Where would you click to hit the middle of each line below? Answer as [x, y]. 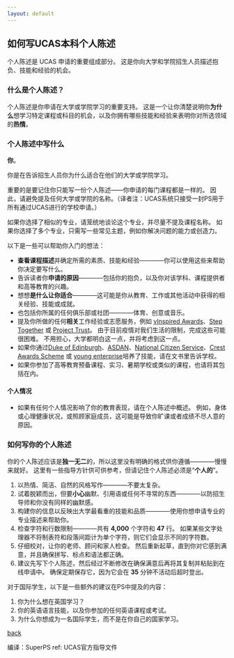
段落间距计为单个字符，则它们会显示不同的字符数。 [139, 537]
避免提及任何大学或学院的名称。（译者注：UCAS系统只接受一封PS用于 [125, 198]
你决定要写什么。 [42, 269]
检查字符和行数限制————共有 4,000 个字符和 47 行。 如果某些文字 [117, 528]
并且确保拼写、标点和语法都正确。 [78, 554]
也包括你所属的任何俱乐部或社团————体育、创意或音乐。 [103, 313]
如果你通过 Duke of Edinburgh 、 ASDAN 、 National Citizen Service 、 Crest [121, 347]
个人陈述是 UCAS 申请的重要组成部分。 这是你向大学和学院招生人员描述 [110, 62]
